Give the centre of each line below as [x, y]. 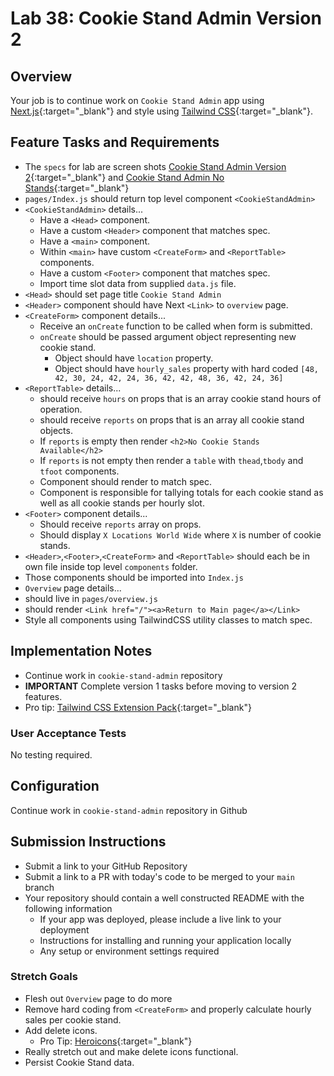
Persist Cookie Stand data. [79, 1062]
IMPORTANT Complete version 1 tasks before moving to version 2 [161, 686]
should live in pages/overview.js [91, 598]
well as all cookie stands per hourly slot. [122, 503]
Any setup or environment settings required [129, 951]
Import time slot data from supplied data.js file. [138, 283]
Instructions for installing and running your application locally [165, 940]
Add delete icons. [61, 1030]
